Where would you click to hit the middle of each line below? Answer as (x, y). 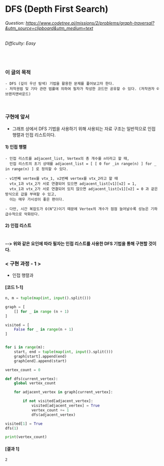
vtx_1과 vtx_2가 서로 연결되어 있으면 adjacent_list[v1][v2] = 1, (73, 184)
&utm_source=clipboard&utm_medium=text (49, 28)
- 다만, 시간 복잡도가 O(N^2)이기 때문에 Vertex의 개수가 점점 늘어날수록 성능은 (77, 209)
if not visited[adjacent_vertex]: (58, 401)
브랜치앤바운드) (18, 94)
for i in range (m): (25, 348)
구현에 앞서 (17, 117)
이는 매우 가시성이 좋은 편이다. (37, 199)
